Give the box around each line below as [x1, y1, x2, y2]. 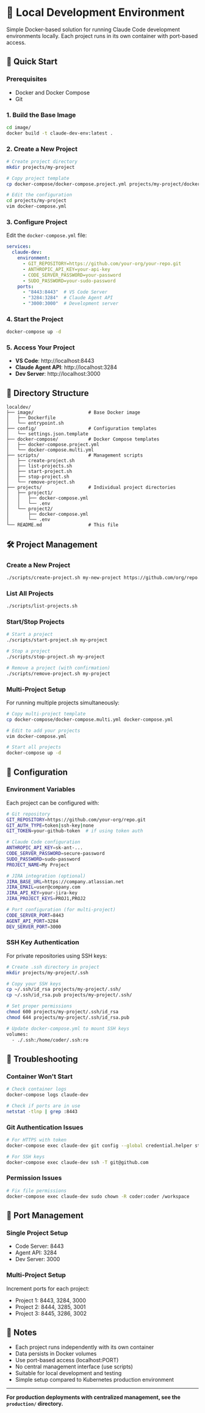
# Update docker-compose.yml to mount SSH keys [6, 1025, 130, 1032]
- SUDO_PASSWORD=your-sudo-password [22, 278, 116, 284]
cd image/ [6, 124, 32, 130]
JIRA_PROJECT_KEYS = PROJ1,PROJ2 [6, 896, 86, 902]
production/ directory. [6, 1400, 63, 1407]
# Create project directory [6, 158, 78, 165]
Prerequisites [6, 75, 47, 83]
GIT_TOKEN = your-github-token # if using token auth [6, 828, 143, 834]
